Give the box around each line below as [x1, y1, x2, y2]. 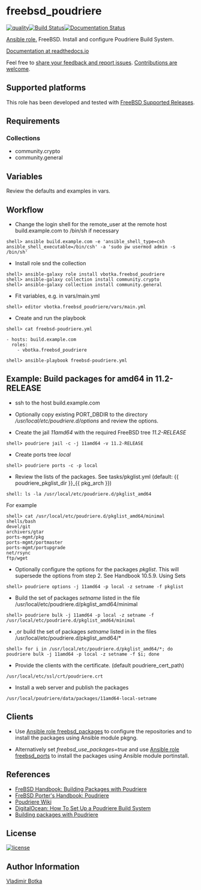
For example [6, 501, 37, 508]
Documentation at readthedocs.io [6, 47, 89, 55]
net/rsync [6, 550, 31, 556]
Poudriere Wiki [14, 798, 52, 805]
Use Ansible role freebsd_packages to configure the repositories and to [14, 727, 192, 735]
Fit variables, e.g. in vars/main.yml [14, 292, 100, 299]
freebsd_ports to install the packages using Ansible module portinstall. [14, 752, 190, 759]
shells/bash [6, 518, 36, 525]
